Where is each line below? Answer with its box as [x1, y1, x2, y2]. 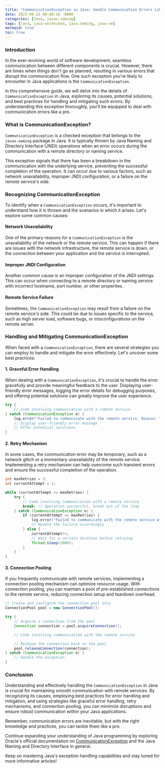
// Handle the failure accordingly [31, 522, 105, 527]
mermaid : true [5, 26, 34, 31]
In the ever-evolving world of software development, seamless [5, 58, 132, 64]
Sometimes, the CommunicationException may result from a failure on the [5, 305, 151, 311]
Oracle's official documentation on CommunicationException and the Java [5, 738, 156, 744]
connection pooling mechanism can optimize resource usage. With [5, 581, 140, 587]
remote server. [5, 321, 35, 327]
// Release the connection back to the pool [14, 641, 107, 646]
